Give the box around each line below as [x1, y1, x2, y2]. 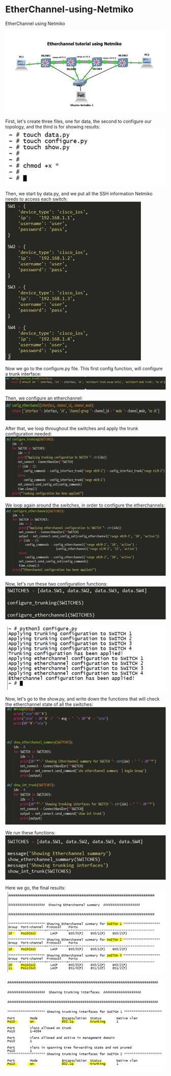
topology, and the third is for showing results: [5, 123, 100, 129]
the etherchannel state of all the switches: [5, 701, 93, 707]
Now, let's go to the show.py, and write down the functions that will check [5, 696, 160, 702]
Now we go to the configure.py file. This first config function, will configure [5, 365, 163, 372]
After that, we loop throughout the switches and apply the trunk [5, 426, 138, 432]
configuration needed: [5, 431, 52, 437]
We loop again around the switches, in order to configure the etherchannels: [5, 502, 165, 508]
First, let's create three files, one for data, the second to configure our [5, 118, 152, 124]
